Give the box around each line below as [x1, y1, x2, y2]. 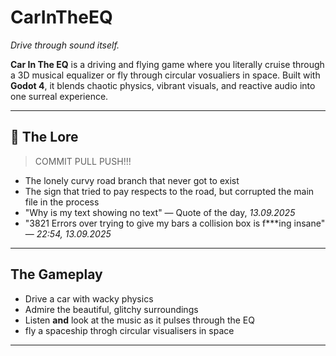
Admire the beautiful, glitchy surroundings [24, 303, 199, 315]
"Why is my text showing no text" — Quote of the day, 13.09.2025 [24, 206, 296, 218]
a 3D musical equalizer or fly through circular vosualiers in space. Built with [10, 69, 321, 81]
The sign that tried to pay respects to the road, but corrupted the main [24, 185, 315, 197]
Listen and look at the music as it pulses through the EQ [24, 314, 255, 326]
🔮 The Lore [10, 129, 79, 146]
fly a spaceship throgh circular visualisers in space [24, 324, 235, 336]
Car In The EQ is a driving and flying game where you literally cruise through [10, 58, 325, 70]
